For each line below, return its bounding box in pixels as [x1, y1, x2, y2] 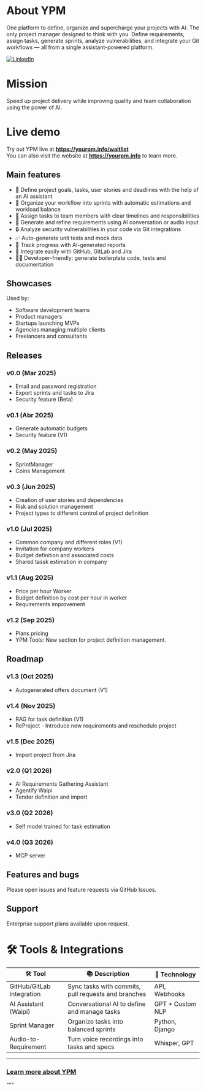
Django [154, 1025, 175, 1033]
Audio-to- [9, 1035, 40, 1043]
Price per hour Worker [15, 587, 72, 595]
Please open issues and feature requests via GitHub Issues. [6, 886, 157, 893]
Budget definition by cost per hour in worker [15, 594, 128, 601]
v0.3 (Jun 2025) [6, 482, 56, 491]
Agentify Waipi [15, 787, 53, 794]
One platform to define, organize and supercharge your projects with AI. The [6, 24, 199, 31]
